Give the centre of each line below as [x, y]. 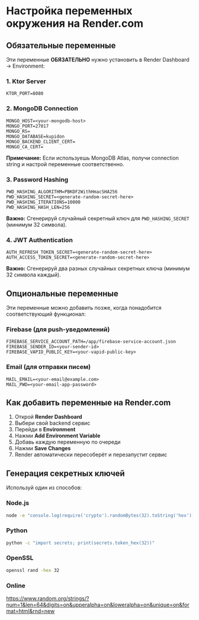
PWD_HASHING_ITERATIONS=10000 [44, 202]
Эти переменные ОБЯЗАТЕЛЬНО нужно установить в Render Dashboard [98, 60]
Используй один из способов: [44, 488]
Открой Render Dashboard [48, 417]
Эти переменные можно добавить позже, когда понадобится [84, 308]
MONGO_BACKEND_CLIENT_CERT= [41, 142]
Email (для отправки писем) [48, 367]
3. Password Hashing [37, 179]
